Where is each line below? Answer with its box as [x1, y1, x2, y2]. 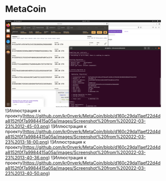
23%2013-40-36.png [5, 155, 48, 161]
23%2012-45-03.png [5, 123, 48, 129]
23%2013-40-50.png [5, 171, 48, 177]
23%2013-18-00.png [5, 139, 48, 145]
